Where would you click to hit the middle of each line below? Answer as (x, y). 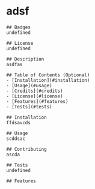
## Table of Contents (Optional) (48, 75)
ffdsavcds (19, 122)
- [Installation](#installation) (48, 80)
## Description (25, 59)
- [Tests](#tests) (29, 107)
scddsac (16, 138)
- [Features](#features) (37, 101)
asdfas (14, 64)
